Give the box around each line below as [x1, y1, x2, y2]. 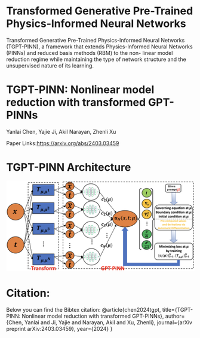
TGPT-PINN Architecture [6, 161, 131, 174]
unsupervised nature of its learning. [6, 62, 94, 69]
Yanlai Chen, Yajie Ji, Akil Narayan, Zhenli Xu [6, 128, 116, 135]
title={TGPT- [162, 306, 193, 314]
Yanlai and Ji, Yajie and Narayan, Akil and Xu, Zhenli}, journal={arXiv [24, 319, 193, 326]
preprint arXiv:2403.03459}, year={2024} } [6, 325, 113, 333]
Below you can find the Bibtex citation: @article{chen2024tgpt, [6, 306, 161, 314]
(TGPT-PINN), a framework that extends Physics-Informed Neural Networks [6, 43, 193, 50]
